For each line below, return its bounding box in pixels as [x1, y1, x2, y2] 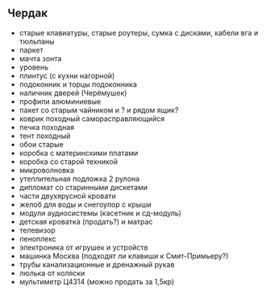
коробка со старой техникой [19, 157, 118, 166]
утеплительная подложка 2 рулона [19, 174, 140, 183]
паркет [19, 44, 44, 55]
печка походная [19, 122, 75, 132]
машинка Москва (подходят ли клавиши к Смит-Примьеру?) [19, 250, 229, 261]
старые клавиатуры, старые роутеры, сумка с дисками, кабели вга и [19, 27, 259, 37]
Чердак [7, 6, 48, 20]
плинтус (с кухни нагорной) [19, 70, 115, 80]
